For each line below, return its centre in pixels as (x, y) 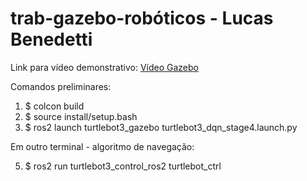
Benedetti (51, 39)
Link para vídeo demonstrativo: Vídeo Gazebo (104, 67)
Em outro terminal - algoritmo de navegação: (102, 146)
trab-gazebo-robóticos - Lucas (142, 18)
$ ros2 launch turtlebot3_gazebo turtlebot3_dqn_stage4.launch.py (161, 127)
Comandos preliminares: (61, 86)
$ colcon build (54, 106)
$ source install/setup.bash (81, 116)
